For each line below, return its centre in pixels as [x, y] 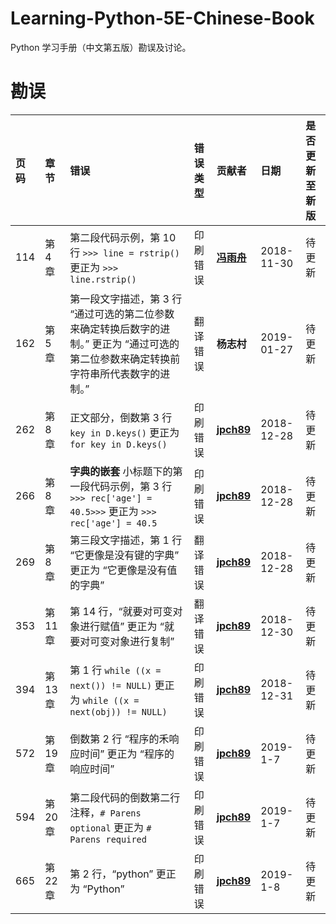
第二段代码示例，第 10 [123, 237]
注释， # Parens [105, 812]
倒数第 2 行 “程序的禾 [119, 739]
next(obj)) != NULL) [118, 711]
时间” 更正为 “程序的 [127, 754]
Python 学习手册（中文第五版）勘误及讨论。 [101, 47]
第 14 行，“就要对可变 [121, 611]
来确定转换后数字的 [115, 329]
